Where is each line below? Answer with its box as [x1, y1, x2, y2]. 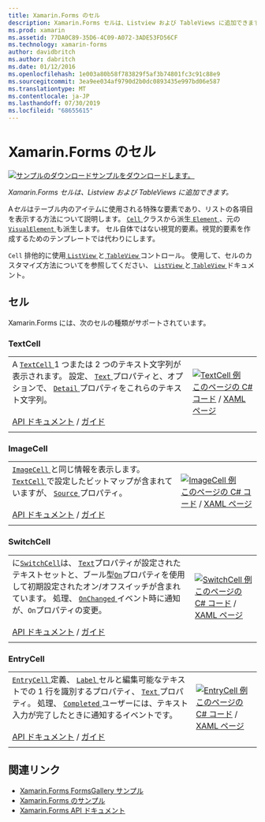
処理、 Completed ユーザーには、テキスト [37, 697, 188, 709]
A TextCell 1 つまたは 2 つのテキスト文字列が [12, 359, 181, 370]
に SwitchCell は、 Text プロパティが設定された [12, 557, 181, 568]
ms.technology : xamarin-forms [8, 41, 108, 49]
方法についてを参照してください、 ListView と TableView [42, 260, 226, 270]
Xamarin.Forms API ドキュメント [19, 805, 126, 815]
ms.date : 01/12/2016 [8, 63, 77, 71]
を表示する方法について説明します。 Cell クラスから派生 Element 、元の [8, 214, 241, 223]
